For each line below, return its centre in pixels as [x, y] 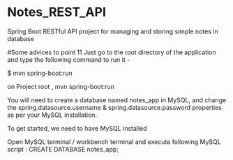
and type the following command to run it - [69, 59]
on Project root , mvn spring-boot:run [61, 86]
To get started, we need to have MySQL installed [77, 128]
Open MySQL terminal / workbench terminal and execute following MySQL [114, 142]
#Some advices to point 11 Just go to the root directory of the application [112, 52]
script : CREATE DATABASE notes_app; [63, 149]
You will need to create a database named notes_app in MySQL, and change [117, 100]
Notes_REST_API [57, 12]
